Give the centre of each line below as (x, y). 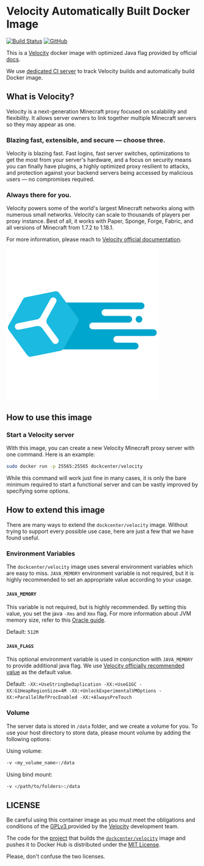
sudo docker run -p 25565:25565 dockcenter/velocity (75, 466)
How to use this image (49, 417)
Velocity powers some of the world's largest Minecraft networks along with (100, 208)
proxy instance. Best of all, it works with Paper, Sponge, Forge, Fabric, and (100, 221)
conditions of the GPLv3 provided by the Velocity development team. (93, 826)
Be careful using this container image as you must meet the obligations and (101, 820)
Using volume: (24, 751)
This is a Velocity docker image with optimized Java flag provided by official (102, 52)
